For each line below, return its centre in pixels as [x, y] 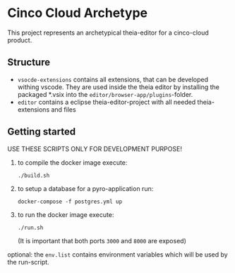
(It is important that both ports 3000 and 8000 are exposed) [102, 240]
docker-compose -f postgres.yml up [70, 202]
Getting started [42, 132]
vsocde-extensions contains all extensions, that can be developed [113, 79]
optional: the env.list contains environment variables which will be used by [117, 254]
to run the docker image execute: [66, 214]
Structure [29, 63]
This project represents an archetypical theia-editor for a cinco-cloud [108, 33]
